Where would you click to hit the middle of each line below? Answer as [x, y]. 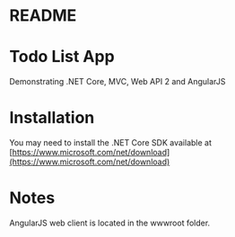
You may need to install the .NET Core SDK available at [111, 143]
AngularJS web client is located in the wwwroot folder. [110, 223]
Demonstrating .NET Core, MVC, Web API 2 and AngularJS [117, 82]
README [43, 16]
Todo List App [62, 57]
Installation [52, 118]
